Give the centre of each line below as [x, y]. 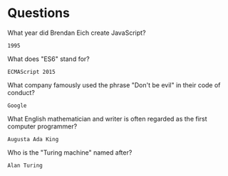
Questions [38, 13]
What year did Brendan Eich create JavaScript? [77, 33]
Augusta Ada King [33, 139]
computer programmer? [42, 126]
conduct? [21, 92]
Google [17, 105]
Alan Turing [25, 165]
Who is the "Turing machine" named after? [70, 152]
